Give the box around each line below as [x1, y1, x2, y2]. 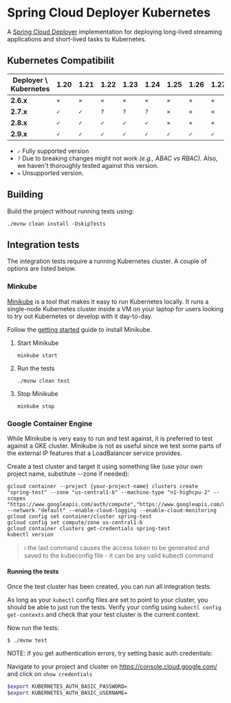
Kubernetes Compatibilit [7, 55, 115, 67]
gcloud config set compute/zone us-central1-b [7, 518, 143, 526]
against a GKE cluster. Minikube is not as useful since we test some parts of [7, 441, 222, 450]
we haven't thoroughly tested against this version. [16, 161, 159, 169]
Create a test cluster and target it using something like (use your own [7, 462, 203, 470]
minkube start [16, 352, 58, 359]
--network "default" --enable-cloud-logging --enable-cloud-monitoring [7, 507, 217, 514]
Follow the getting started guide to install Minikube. [7, 325, 153, 333]
